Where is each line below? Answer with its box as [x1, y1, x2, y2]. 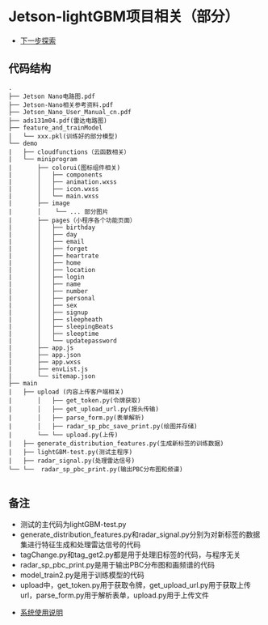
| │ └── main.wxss [8, 192, 99, 200]
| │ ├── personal [8, 294, 95, 302]
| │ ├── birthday [8, 223, 95, 232]
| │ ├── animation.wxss [8, 177, 117, 186]
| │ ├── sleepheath [8, 315, 103, 324]
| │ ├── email [8, 237, 85, 245]
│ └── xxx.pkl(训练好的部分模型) [8, 132, 119, 140]
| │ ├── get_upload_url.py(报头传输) [8, 405, 160, 413]
